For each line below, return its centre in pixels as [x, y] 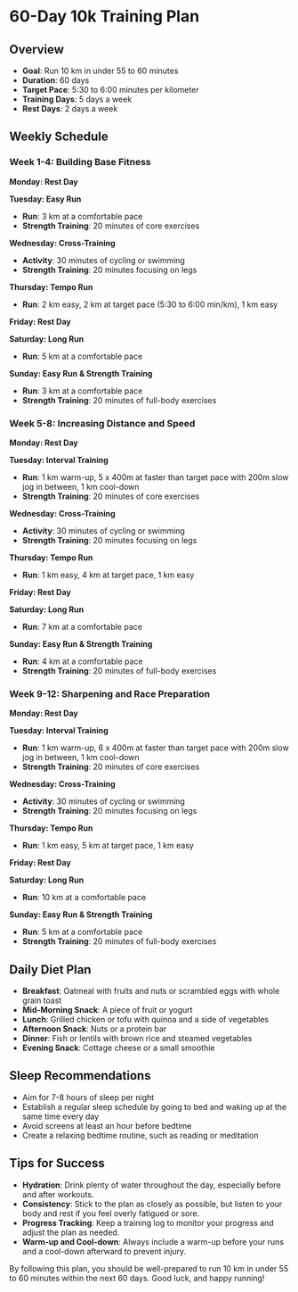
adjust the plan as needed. [71, 1232]
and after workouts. [58, 1194]
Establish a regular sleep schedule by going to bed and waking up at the [154, 1106]
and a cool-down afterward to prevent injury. [104, 1251]
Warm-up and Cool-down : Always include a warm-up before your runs [153, 1241]
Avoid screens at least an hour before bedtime [107, 1125]
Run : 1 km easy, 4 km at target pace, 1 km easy [108, 575]
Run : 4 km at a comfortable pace [83, 661]
